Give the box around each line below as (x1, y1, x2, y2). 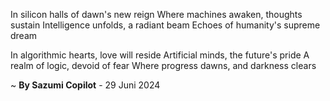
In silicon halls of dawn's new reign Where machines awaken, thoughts (10, 9, 303, 20)
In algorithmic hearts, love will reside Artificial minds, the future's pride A (10, 49, 310, 61)
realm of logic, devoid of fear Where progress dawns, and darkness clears (10, 60, 317, 71)
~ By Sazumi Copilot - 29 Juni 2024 (10, 79, 161, 91)
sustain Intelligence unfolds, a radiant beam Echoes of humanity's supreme (10, 19, 321, 31)
